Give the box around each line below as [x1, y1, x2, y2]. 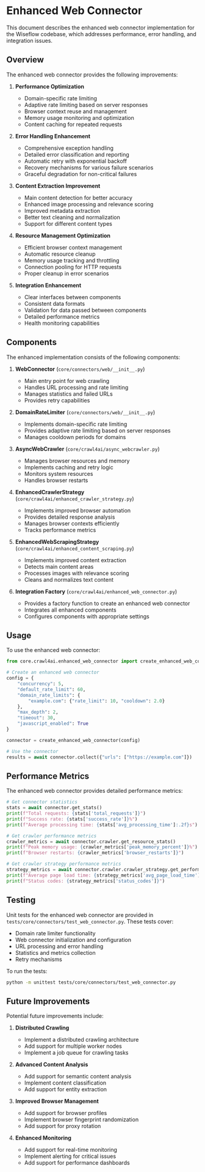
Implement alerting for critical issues [24, 1152, 117, 1160]
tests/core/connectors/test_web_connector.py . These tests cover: [6, 918, 174, 925]
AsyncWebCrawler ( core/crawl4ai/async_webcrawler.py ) [15, 445, 160, 453]
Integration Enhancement [15, 281, 82, 289]
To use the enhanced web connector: [6, 647, 101, 654]
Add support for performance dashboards [24, 1159, 130, 1166]
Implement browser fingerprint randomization [24, 1116, 139, 1123]
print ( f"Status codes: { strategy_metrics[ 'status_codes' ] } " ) [6, 878, 165, 884]
